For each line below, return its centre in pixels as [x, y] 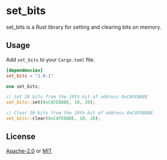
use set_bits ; [23, 86]
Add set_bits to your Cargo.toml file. [50, 59]
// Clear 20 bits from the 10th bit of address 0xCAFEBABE [80, 113]
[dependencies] [25, 70]
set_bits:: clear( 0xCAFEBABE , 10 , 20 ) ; [53, 118]
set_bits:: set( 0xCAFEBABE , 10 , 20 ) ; [51, 103]
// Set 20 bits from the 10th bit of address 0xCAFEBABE [77, 97]
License [21, 137]
